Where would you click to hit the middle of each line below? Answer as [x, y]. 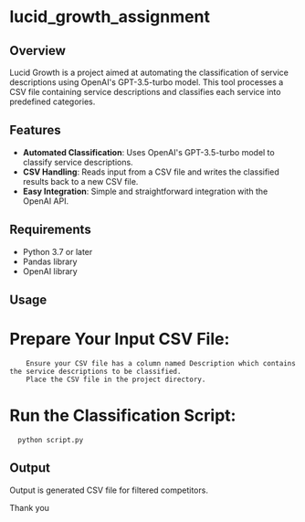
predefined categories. [53, 101]
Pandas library [50, 261]
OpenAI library [50, 271]
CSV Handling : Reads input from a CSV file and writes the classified [151, 172]
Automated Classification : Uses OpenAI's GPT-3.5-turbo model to [149, 152]
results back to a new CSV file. [80, 181]
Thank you [30, 507]
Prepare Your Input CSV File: [120, 339]
